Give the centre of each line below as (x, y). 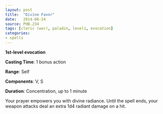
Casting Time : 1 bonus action (36, 62)
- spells (14, 38)
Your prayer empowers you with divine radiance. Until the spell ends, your (81, 100)
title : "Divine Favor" (30, 15)
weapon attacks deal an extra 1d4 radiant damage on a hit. (66, 106)
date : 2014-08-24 (26, 19)
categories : (18, 33)
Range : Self (17, 71)
